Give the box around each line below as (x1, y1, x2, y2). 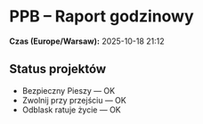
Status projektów (9, 62, 107, 77)
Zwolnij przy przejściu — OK (21, 95, 126, 105)
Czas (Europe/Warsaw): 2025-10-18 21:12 (9, 36, 165, 46)
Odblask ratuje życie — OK (21, 104, 122, 115)
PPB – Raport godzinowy (9, 6, 194, 27)
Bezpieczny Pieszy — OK (21, 85, 116, 95)
